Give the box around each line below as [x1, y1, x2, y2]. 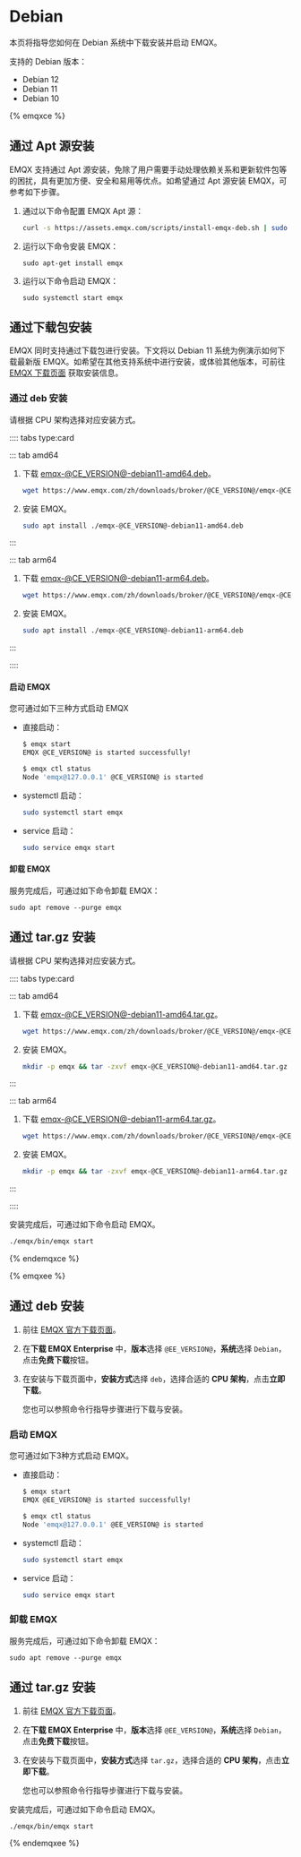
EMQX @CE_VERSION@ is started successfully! [21, 748, 192, 758]
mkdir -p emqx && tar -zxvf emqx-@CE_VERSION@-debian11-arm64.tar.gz [21, 1167, 288, 1176]
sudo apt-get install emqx [21, 258, 124, 268]
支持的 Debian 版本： [9, 56, 88, 66]
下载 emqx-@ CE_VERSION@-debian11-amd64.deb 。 [21, 468, 217, 478]
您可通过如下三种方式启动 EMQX [9, 703, 129, 714]
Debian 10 [21, 92, 60, 104]
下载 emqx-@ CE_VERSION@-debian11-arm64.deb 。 [21, 573, 215, 584]
